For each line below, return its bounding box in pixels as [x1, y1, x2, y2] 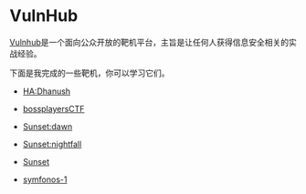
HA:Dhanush [22, 86, 71, 97]
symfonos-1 [22, 174, 68, 185]
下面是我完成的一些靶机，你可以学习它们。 [9, 67, 170, 78]
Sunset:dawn [22, 120, 73, 132]
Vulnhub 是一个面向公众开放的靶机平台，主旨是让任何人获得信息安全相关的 [9, 36, 290, 47]
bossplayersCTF [22, 103, 85, 114]
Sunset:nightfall [22, 138, 82, 149]
